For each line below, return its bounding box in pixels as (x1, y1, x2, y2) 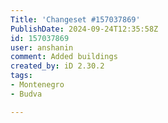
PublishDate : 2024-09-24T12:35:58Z (10, 24, 159, 34)
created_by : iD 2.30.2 (10, 61, 105, 71)
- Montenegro (10, 80, 65, 90)
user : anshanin (10, 42, 74, 53)
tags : (10, 71, 33, 81)
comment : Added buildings (10, 52, 118, 62)
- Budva (10, 89, 43, 99)
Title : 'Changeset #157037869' (10, 14, 141, 25)
